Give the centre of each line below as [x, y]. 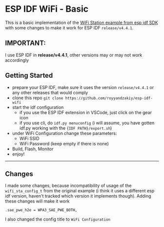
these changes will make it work [37, 201]
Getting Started [29, 76]
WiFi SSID [30, 138]
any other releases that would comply [50, 92]
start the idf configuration [38, 107]
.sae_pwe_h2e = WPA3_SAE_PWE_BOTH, [41, 210]
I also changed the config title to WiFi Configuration [58, 219]
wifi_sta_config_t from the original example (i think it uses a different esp [80, 191]
